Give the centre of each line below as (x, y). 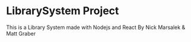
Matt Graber (21, 33)
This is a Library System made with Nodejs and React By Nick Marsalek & (96, 27)
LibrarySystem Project (63, 11)
